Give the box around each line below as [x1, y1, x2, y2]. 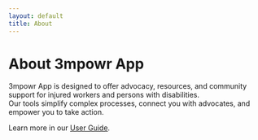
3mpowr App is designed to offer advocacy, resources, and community [8, 81, 247, 91]
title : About [8, 20, 53, 28]
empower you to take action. [8, 107, 104, 117]
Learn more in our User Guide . [8, 123, 111, 133]
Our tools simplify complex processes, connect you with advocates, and [8, 98, 251, 108]
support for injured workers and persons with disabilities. [8, 90, 200, 100]
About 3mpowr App [8, 55, 145, 73]
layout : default [8, 11, 63, 20]
